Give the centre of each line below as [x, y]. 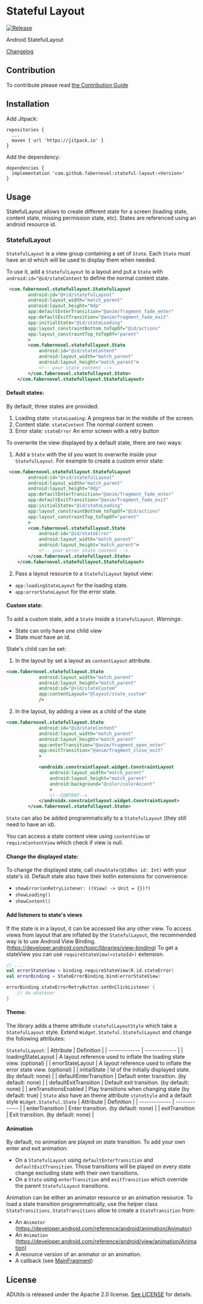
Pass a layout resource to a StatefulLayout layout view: [84, 573]
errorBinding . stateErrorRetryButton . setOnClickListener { [81, 987]
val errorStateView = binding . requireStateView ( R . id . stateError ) [90, 971]
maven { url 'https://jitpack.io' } [58, 140]
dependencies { [25, 168]
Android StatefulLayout [35, 39]
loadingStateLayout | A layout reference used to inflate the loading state [96, 1057]
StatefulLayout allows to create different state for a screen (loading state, [97, 212]
